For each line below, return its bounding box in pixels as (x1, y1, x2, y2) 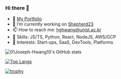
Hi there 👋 (5, 4, 30, 11)
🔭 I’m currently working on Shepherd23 (12, 21, 94, 27)
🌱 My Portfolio (12, 16, 42, 22)
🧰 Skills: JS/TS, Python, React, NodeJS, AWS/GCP (12, 34, 116, 40)
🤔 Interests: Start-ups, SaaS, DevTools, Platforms (12, 39, 113, 45)
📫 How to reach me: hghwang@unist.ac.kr (12, 27, 101, 33)
